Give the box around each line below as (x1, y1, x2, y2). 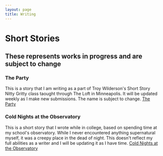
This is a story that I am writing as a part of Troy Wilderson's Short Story (5, 86, 150, 91)
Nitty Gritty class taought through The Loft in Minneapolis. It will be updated (5, 91, 158, 97)
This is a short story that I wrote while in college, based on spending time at (5, 124, 157, 130)
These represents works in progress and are (5, 52, 143, 61)
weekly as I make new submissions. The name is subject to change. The (5, 96, 150, 102)
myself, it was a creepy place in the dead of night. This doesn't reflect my (5, 135, 153, 141)
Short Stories (5, 33, 60, 44)
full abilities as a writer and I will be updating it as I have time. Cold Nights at (5, 140, 158, 146)
